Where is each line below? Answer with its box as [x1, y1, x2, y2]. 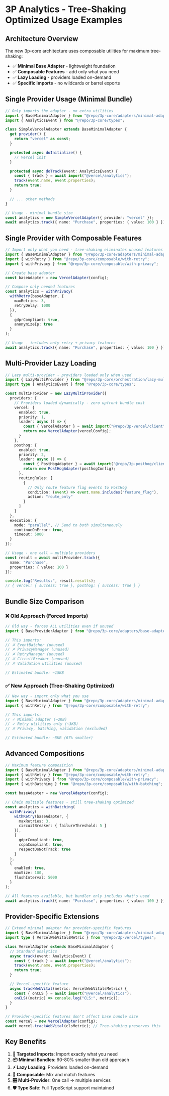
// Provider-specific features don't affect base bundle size [5, 1014, 138, 1019]
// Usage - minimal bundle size [5, 210, 73, 215]
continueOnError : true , [14, 527, 64, 532]
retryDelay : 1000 [14, 303, 51, 308]
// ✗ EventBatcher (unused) [5, 642, 65, 648]
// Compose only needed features [5, 284, 75, 289]
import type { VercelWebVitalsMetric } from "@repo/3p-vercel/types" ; [5, 935, 156, 940]
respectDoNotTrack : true [18, 847, 71, 852]
